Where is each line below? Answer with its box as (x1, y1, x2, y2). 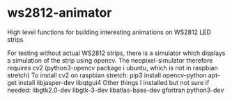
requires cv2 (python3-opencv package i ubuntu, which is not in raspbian (7, 63, 218, 72)
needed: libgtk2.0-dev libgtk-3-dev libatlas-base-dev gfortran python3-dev (7, 86, 224, 94)
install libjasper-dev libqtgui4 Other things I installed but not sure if (18, 78, 210, 86)
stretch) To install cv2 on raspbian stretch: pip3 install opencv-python (7, 71, 207, 79)
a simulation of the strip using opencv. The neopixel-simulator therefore (7, 56, 213, 64)
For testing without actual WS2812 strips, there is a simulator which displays (7, 49, 226, 57)
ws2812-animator (7, 5, 112, 21)
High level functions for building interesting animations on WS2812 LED (7, 28, 211, 36)
